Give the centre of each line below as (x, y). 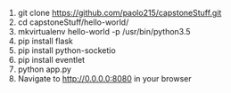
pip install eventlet (51, 60)
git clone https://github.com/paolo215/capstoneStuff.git (120, 13)
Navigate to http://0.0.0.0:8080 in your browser (104, 78)
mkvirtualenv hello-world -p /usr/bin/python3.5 (104, 31)
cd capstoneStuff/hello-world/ (73, 22)
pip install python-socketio (66, 50)
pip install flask (45, 41)
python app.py (44, 69)
